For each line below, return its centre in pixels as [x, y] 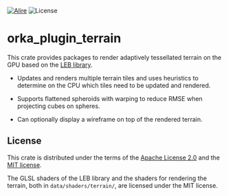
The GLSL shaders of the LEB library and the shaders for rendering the [107, 178]
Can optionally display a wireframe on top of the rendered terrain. [110, 119]
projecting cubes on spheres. [59, 106]
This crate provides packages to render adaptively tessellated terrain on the [114, 57]
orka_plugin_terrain [64, 39]
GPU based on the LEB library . [50, 65]
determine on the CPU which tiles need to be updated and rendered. [114, 85]
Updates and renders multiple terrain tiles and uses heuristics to [108, 78]
